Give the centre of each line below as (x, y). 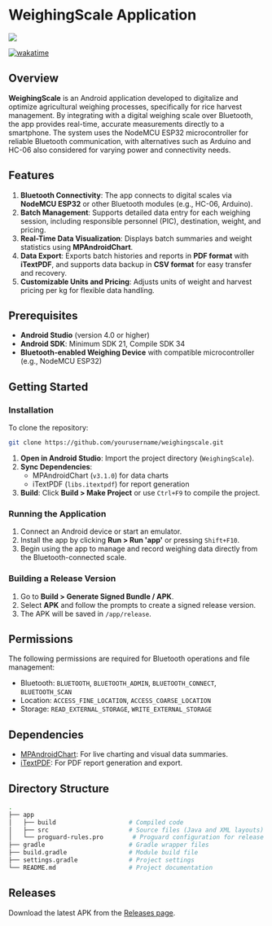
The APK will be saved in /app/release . (86, 614)
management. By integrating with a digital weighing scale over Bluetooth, (131, 115)
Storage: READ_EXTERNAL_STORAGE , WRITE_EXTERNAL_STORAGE (116, 709)
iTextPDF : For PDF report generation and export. (101, 763)
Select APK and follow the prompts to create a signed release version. (138, 605)
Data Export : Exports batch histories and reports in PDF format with (134, 256)
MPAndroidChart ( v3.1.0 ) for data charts (101, 475)
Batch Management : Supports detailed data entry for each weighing (135, 212)
